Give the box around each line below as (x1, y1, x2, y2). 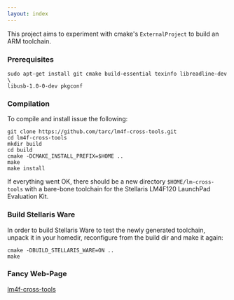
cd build (7, 146, 33, 154)
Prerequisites (7, 54, 54, 64)
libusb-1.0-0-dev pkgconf (7, 82, 83, 90)
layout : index (7, 10, 49, 18)
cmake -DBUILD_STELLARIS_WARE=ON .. (7, 247, 114, 254)
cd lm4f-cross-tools (7, 135, 68, 142)
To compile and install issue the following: (7, 115, 128, 123)
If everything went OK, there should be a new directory (7, 177, 166, 186)
